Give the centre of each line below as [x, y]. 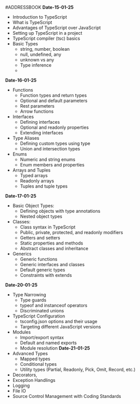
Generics [22, 254]
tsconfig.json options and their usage [59, 321]
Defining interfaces [40, 122]
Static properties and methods [51, 243]
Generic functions [39, 259]
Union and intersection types [50, 149]
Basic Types [25, 44]
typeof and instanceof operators [54, 305]
